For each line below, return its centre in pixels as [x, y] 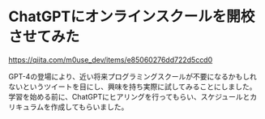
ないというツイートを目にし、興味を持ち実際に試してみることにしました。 [132, 87]
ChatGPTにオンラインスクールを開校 [132, 17]
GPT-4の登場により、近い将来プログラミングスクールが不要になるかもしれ [133, 76]
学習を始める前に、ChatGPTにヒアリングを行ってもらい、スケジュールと [129, 96]
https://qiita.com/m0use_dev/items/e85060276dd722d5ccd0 [111, 59]
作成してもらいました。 [90, 107]
